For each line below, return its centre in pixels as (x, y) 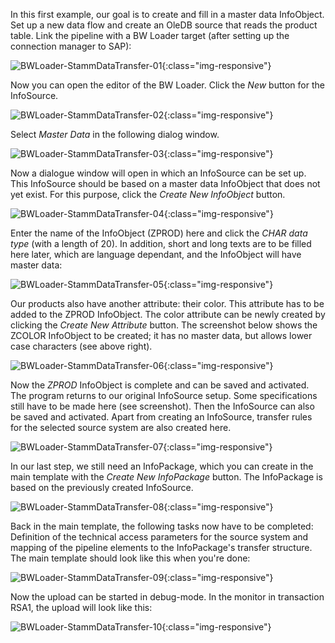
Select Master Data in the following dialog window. (115, 134)
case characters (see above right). (81, 346)
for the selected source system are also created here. (121, 427)
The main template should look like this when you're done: (130, 558)
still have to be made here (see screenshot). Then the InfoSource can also (162, 406)
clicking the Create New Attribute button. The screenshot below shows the (164, 325)
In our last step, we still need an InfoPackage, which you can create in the (162, 466)
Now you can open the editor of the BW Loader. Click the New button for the (167, 85)
